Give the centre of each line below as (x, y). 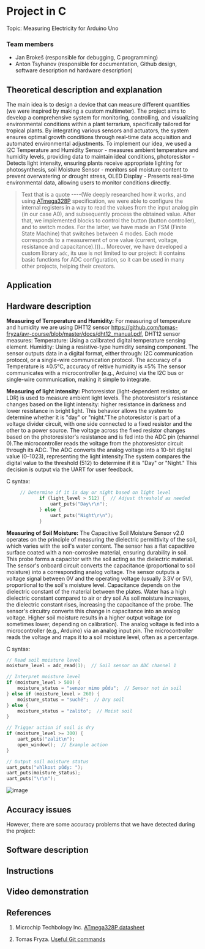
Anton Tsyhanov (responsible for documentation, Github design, (96, 64)
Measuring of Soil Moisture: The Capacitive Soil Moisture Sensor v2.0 (95, 533)
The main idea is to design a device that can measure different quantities (98, 105)
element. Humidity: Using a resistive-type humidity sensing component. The (102, 347)
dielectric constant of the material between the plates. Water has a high (96, 591)
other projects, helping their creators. (68, 266)
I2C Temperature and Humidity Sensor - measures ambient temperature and (102, 150)
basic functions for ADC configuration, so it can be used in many (103, 260)
